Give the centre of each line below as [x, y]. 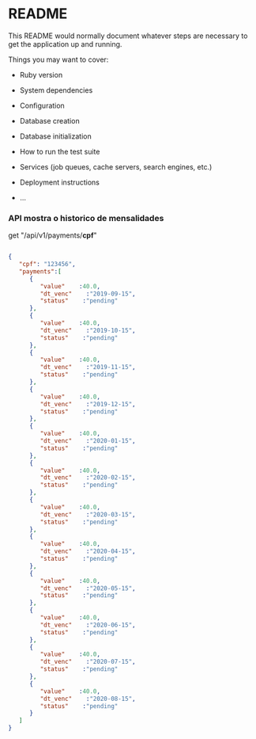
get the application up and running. [65, 44]
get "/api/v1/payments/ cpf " [53, 235]
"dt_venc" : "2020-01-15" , [88, 441]
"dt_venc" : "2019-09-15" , [88, 294]
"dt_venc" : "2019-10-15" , [88, 330]
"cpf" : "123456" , [47, 265]
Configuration [42, 105]
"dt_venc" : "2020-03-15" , [88, 514]
